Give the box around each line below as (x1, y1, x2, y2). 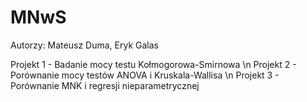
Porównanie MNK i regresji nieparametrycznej (10, 79, 200, 91)
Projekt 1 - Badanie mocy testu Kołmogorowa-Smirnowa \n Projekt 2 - (10, 58, 297, 70)
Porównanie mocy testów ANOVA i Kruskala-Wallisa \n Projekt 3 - (10, 69, 280, 81)
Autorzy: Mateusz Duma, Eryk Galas (10, 39, 159, 51)
